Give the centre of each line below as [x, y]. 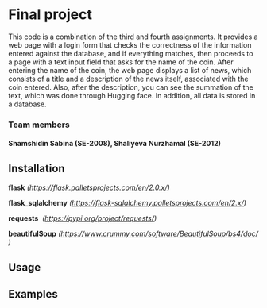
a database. [27, 104]
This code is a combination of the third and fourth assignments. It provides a [133, 37]
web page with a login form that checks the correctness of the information [130, 44]
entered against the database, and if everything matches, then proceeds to [131, 53]
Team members [39, 125]
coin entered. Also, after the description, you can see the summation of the [131, 87]
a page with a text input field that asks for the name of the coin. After [121, 62]
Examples [33, 294]
